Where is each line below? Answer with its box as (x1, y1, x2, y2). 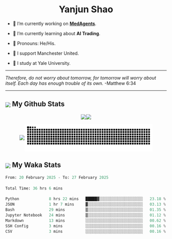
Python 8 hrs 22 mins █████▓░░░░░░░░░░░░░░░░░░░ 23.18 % (5, 197, 166, 202)
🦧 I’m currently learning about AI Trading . (12, 30, 101, 36)
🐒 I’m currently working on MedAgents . (12, 20, 97, 27)
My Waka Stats (12, 161, 61, 170)
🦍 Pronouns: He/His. (12, 40, 56, 46)
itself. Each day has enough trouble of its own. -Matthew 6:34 (5, 80, 137, 86)
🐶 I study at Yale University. (12, 60, 71, 66)
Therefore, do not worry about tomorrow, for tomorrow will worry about (5, 75, 156, 81)
